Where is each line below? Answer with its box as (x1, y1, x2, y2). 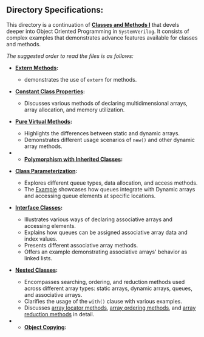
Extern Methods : (15, 64, 59, 71)
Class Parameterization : (15, 167, 78, 174)
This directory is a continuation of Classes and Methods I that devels (6, 21, 180, 28)
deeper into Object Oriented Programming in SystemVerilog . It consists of (6, 27, 189, 35)
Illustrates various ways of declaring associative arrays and (24, 216, 173, 223)
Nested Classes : (15, 266, 58, 274)
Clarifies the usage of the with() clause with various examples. (24, 297, 182, 305)
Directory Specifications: (6, 5, 104, 15)
